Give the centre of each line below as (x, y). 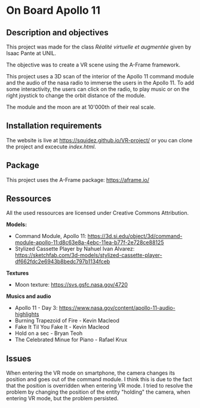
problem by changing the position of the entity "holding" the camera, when (98, 392)
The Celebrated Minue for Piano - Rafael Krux (71, 340)
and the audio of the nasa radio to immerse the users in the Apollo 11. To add (100, 83)
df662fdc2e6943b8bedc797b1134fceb (62, 261)
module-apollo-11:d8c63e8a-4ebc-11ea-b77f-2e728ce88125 (89, 242)
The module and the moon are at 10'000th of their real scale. (81, 107)
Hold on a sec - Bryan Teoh (49, 333)
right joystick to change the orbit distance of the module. (76, 95)
